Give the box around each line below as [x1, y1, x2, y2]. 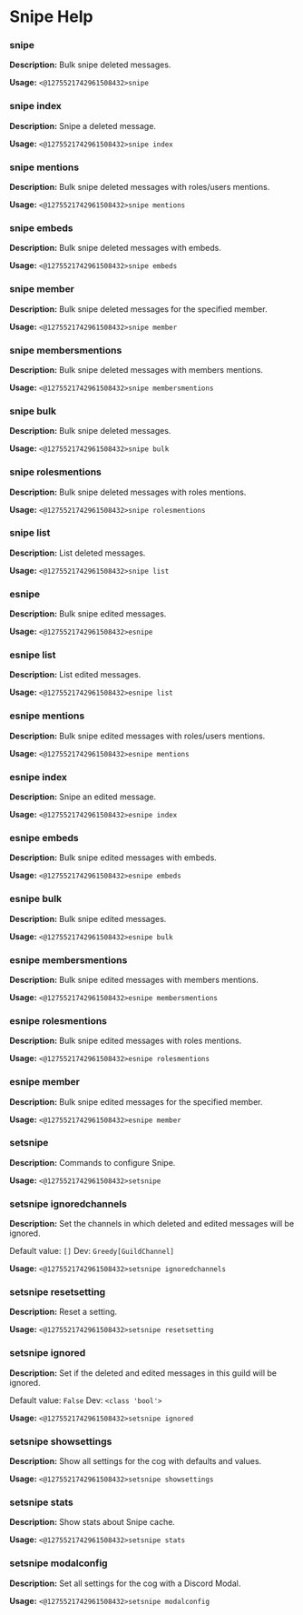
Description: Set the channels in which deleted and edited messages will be [9, 1219, 295, 1229]
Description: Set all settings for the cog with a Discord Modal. [9, 1578, 241, 1589]
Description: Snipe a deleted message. [9, 120, 157, 131]
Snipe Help [9, 6, 93, 27]
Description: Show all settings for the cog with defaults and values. [9, 1456, 262, 1467]
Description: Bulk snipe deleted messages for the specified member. [9, 303, 268, 315]
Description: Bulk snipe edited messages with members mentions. [9, 974, 259, 985]
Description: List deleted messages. [9, 547, 146, 558]
